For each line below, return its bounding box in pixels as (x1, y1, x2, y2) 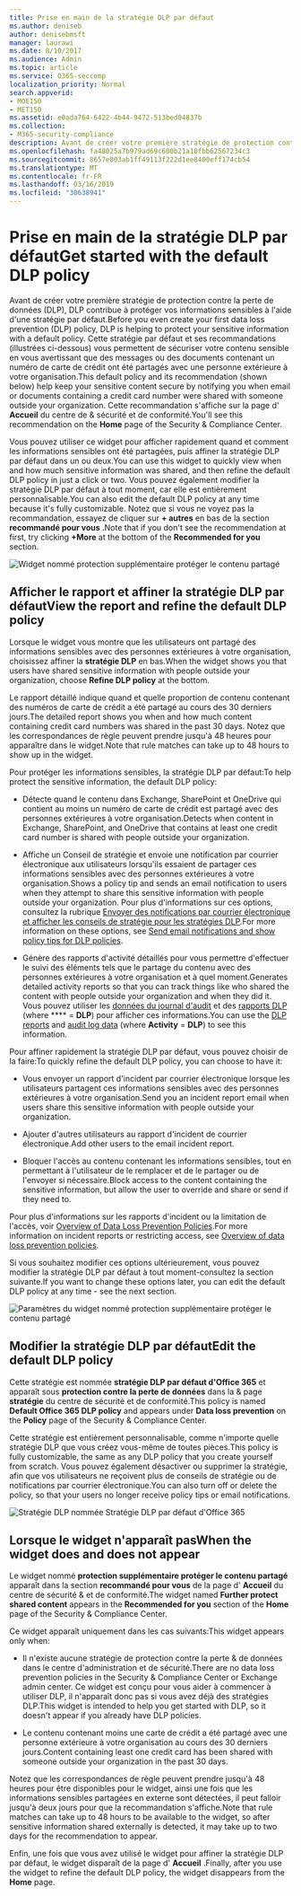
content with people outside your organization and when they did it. (21, 990, 272, 1001)
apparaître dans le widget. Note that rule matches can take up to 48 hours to (9, 740, 289, 750)
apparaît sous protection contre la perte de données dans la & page (9, 1386, 262, 1397)
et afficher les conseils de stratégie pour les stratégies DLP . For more (21, 916, 276, 926)
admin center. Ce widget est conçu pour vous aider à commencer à (21, 1681, 271, 1692)
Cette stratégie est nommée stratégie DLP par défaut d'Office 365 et (9, 1376, 266, 1387)
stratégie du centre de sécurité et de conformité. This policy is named (9, 1395, 266, 1406)
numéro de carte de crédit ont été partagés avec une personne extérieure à (9, 361, 288, 373)
